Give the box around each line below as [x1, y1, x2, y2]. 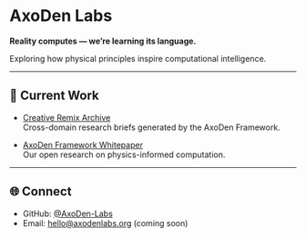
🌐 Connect [9, 183, 72, 200]
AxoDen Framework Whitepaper [22, 139, 144, 150]
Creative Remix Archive [22, 112, 111, 123]
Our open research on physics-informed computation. [22, 149, 226, 160]
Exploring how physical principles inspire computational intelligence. [9, 53, 267, 64]
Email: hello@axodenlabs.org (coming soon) [22, 217, 189, 228]
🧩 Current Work [9, 88, 100, 104]
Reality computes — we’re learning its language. [9, 35, 197, 46]
